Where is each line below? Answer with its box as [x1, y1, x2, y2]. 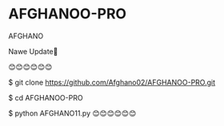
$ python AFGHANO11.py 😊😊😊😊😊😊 [8, 108, 137, 118]
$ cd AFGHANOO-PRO [8, 93, 83, 102]
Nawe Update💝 [8, 46, 58, 56]
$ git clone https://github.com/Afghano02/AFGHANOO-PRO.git [8, 77, 216, 87]
